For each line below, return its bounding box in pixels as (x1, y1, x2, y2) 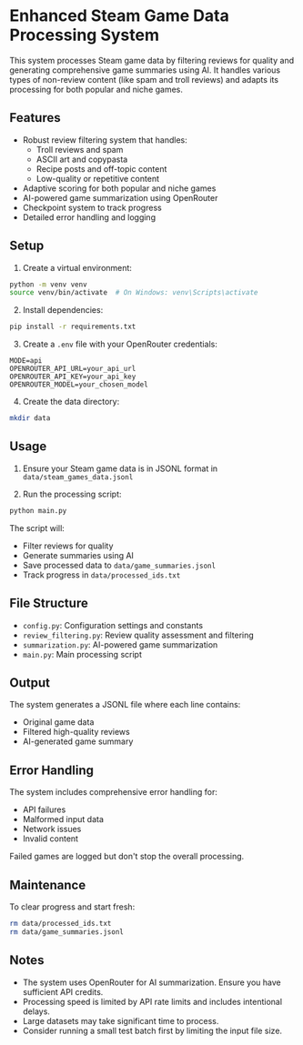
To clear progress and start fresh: (9, 901, 136, 912)
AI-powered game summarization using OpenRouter (22, 192, 218, 203)
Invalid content (22, 833, 79, 844)
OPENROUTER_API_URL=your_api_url (9, 365, 136, 374)
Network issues (22, 824, 82, 835)
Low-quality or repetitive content (35, 173, 159, 184)
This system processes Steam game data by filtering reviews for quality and (9, 55, 294, 65)
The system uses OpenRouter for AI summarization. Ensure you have (22, 977, 281, 988)
